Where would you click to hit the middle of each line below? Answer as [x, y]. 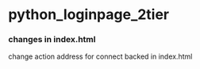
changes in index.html [52, 40]
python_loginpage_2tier [89, 15]
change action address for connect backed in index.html [100, 56]
